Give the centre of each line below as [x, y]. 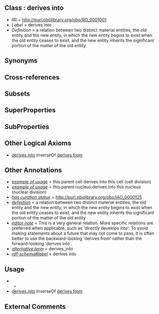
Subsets [17, 93]
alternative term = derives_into [42, 249]
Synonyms [21, 61]
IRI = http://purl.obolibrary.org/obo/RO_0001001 [59, 19]
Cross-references [32, 77]
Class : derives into [34, 8]
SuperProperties [30, 110]
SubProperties [27, 126]
